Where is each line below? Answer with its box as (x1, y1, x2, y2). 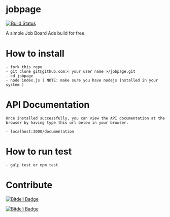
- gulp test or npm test (6, 162, 58, 167)
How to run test (6, 146, 72, 157)
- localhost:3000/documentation (6, 129, 74, 134)
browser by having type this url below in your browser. (6, 120, 129, 125)
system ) (6, 82, 24, 87)
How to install (6, 48, 65, 59)
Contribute (6, 179, 53, 191)
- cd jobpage (6, 73, 33, 78)
